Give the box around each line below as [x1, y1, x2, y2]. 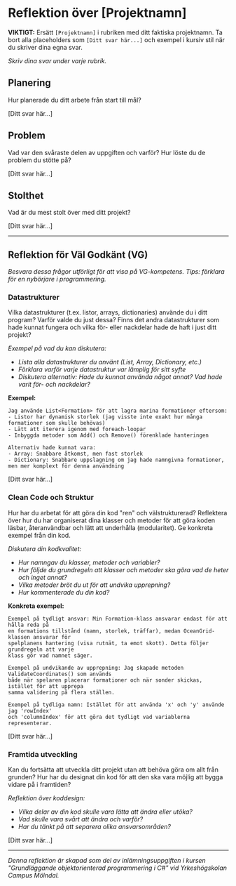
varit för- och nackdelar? [18, 381, 90, 389]
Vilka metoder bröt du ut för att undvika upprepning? [18, 581, 171, 589]
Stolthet [8, 190, 44, 201]
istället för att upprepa [8, 682, 83, 689]
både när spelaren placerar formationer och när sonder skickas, [8, 676, 202, 684]
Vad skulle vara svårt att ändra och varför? [18, 815, 144, 824]
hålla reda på [8, 621, 50, 628]
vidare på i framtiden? [8, 781, 71, 789]
